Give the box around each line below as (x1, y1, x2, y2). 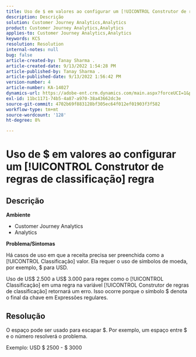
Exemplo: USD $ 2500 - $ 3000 (6, 344, 82, 351)
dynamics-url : (6, 90, 41, 96)
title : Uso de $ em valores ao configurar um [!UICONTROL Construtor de (6, 8, 187, 15)
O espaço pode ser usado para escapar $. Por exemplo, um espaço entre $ (6, 326, 188, 334)
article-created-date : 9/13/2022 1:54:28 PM (6, 63, 116, 69)
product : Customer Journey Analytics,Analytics (6, 25, 124, 31)
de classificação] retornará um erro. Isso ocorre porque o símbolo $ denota (6, 288, 188, 295)
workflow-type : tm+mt (6, 107, 59, 112)
